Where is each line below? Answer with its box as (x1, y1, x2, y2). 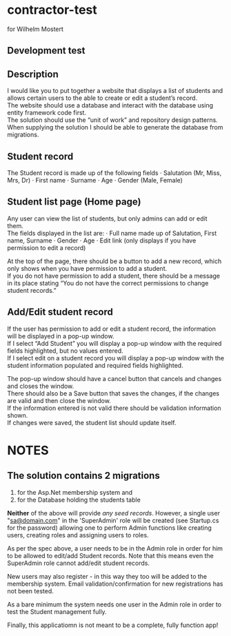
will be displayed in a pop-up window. (7, 331, 114, 340)
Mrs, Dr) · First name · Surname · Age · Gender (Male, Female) (7, 176, 183, 184)
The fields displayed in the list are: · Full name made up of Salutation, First (7, 229, 217, 237)
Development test (7, 45, 86, 57)
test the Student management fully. (7, 607, 107, 615)
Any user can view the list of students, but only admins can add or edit (7, 214, 208, 223)
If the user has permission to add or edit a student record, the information (7, 325, 216, 333)
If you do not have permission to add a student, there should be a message (7, 271, 221, 280)
